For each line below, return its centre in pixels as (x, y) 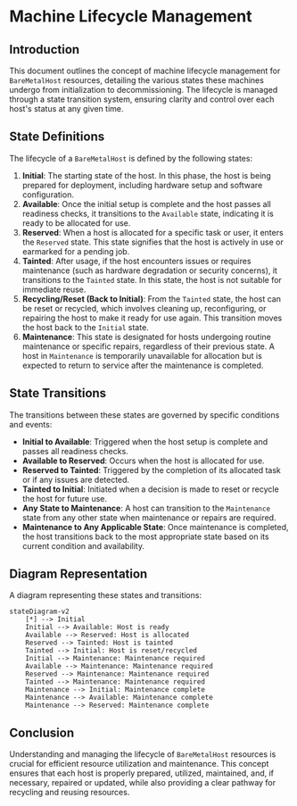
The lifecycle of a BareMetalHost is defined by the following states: (131, 158)
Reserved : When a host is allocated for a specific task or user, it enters (153, 232)
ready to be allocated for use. (76, 223)
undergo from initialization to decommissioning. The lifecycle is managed (144, 90)
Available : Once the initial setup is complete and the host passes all (147, 204)
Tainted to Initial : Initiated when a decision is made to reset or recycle (150, 489)
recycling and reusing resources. (70, 793)
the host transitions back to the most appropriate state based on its (145, 536)
